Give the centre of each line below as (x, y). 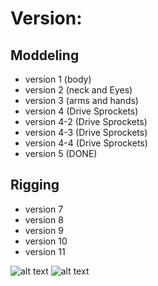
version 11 (45, 251)
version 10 (46, 241)
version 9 (44, 230)
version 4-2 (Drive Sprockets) (86, 121)
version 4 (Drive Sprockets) (81, 111)
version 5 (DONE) (61, 153)
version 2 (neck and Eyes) (78, 90)
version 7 (44, 209)
